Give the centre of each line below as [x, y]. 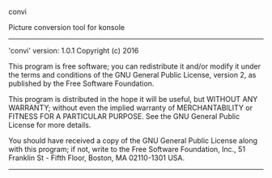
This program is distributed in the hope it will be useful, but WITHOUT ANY [133, 99]
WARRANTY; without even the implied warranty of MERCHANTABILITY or [131, 108]
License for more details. [50, 125]
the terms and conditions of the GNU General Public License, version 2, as [132, 75]
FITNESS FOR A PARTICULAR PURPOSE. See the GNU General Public [124, 116]
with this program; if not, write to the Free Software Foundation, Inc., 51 [127, 149]
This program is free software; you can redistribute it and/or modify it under [135, 66]
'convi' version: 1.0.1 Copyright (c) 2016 [74, 51]
